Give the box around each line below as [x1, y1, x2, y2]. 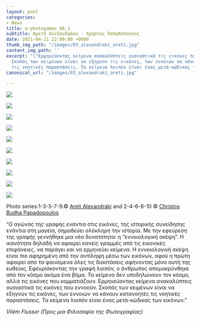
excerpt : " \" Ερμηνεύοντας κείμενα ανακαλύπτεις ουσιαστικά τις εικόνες [6, 53, 187, 59]
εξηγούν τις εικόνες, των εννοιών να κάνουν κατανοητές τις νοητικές [6, 290, 180, 298]
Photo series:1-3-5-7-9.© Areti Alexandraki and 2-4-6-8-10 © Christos [6, 203, 180, 210]
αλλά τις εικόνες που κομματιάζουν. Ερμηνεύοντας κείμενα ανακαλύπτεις [6, 278, 192, 285]
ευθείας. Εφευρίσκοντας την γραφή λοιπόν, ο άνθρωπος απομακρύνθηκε [6, 265, 189, 272]
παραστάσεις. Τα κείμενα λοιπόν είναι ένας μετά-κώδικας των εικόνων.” [6, 297, 187, 304]
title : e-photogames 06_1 [6, 25, 70, 32]
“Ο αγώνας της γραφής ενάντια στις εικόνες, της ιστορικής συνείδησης [6, 221, 186, 228]
